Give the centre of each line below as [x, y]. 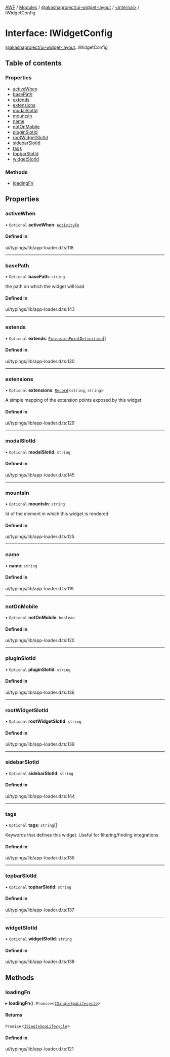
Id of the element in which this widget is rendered [57, 514]
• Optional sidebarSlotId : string [39, 773]
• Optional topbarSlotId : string [38, 887]
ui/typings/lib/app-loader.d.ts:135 [40, 858]
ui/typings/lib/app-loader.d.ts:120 [40, 640]
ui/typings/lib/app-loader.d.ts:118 [40, 247]
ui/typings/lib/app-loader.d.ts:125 [40, 537]
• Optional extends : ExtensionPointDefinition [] [56, 338]
